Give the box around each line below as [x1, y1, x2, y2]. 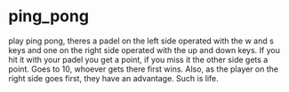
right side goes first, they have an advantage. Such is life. [8, 73, 219, 83]
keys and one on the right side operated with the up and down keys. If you [8, 44, 281, 55]
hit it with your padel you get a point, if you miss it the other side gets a [8, 54, 269, 65]
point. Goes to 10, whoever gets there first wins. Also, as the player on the [8, 64, 279, 74]
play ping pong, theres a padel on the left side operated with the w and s [8, 35, 275, 46]
